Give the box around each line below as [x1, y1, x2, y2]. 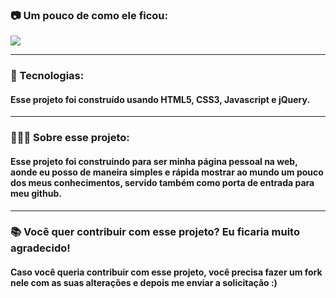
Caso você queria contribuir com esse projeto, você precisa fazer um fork [10, 266, 323, 278]
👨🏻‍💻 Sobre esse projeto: [10, 131, 130, 145]
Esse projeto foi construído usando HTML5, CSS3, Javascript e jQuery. [10, 93, 311, 105]
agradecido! [10, 241, 71, 255]
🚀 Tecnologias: [10, 69, 85, 83]
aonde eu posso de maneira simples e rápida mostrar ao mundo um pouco [10, 166, 324, 178]
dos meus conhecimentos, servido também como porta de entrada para [10, 176, 315, 188]
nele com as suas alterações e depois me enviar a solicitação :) [10, 277, 278, 289]
